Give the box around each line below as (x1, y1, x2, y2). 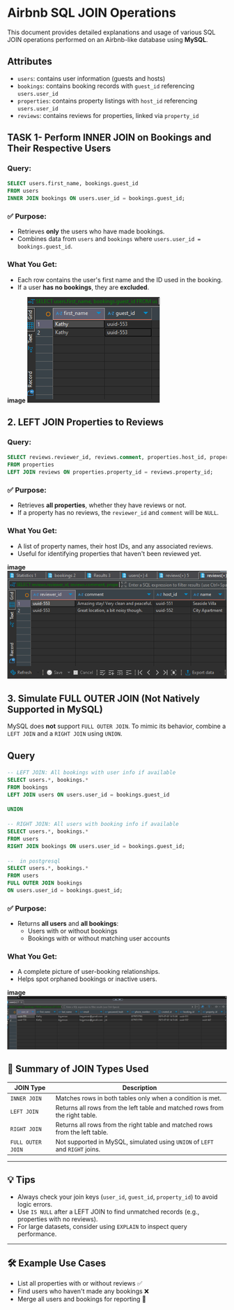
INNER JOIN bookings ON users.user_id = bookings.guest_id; (7, 195, 186, 202)
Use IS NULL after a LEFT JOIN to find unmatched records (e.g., (17, 1207, 200, 1216)
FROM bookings (7, 784, 49, 791)
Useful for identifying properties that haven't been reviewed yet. (17, 549, 202, 558)
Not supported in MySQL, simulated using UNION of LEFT (55, 1137, 214, 1147)
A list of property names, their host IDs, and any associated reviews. (17, 541, 214, 550)
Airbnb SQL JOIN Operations (7, 5, 176, 21)
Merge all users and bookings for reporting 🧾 (17, 1295, 146, 1304)
